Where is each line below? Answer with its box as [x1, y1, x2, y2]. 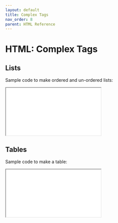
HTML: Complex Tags [5, 44, 98, 55]
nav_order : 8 [5, 17, 33, 22]
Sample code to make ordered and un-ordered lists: [5, 77, 113, 83]
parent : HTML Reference [5, 21, 56, 27]
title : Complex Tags [5, 12, 49, 17]
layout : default [5, 7, 40, 13]
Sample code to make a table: [5, 158, 67, 165]
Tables [5, 145, 27, 154]
